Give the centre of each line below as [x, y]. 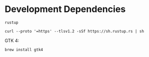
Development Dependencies [65, 9]
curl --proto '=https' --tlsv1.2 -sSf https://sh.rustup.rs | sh [74, 31]
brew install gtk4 [24, 49]
